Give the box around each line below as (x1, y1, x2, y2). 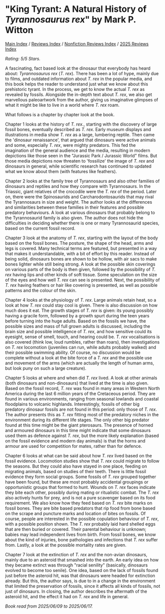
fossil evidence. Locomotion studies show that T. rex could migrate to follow (5, 458, 160, 464)
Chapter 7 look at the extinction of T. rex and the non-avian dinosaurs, (5, 551, 148, 557)
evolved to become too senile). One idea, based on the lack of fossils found (5, 567, 159, 573)
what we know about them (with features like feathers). (5, 168, 117, 174)
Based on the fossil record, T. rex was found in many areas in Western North (5, 385, 160, 391)
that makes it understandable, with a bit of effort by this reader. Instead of (5, 251, 155, 257)
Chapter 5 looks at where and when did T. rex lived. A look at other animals (5, 375, 158, 381)
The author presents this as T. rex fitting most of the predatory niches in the (5, 411, 159, 417)
